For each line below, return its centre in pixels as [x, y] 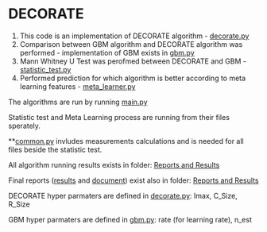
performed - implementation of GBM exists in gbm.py [107, 52]
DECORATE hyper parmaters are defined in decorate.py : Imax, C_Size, [123, 195]
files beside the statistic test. [55, 149]
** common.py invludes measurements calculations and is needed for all [126, 141]
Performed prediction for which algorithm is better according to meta [133, 78]
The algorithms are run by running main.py [78, 102]
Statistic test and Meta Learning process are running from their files [119, 117]
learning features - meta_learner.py [77, 86]
